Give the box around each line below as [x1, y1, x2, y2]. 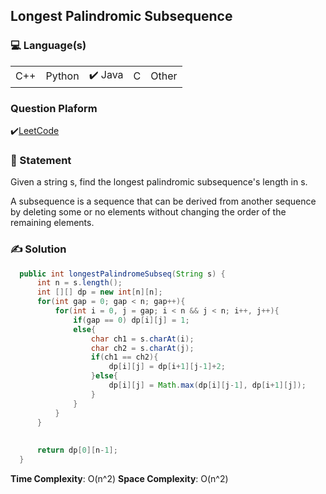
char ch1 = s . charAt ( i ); [90, 334, 195, 344]
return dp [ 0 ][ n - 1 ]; [36, 445, 118, 456]
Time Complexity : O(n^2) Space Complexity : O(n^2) [10, 472, 229, 484]
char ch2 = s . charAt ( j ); [90, 343, 195, 353]
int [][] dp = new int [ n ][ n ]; [36, 287, 163, 298]
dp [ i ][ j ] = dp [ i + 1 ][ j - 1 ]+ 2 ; [108, 362, 226, 372]
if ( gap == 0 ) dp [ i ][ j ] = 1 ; [73, 315, 190, 325]
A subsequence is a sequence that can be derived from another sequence [10, 195, 317, 208]
